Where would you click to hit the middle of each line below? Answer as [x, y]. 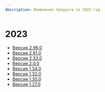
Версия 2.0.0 [26, 63]
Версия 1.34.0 [27, 68]
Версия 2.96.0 [27, 48]
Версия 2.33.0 [27, 58]
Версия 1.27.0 [26, 84]
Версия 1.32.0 [27, 74]
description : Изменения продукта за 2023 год [52, 10]
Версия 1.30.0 [27, 79]
